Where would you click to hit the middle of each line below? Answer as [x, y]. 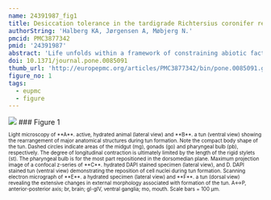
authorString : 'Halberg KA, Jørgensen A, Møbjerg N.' [101, 31]
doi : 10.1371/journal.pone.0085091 [68, 61]
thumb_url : [27, 69]
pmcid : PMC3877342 [39, 38]
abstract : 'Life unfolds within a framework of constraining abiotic [128, 53]
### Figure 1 [39, 123]
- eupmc [29, 91]
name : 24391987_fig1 [43, 16]
